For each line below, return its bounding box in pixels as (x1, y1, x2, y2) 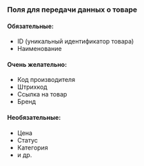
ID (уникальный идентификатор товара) (17, 37, 134, 45)
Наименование (17, 45, 62, 53)
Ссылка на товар (17, 90, 68, 98)
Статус (17, 136, 38, 144)
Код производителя (17, 76, 76, 84)
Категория (17, 143, 48, 152)
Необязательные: (7, 113, 61, 121)
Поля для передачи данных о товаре (7, 5, 138, 14)
